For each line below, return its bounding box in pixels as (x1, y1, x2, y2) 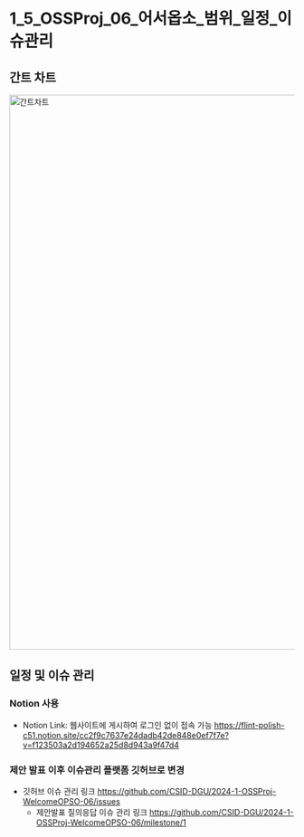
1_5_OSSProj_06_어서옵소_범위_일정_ (9, 8, 278, 29)
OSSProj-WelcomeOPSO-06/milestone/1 (35, 816, 187, 828)
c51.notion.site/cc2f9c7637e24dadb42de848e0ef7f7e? (22, 729, 229, 740)
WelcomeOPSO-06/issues (22, 795, 120, 806)
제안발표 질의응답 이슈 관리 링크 (35, 806, 147, 817)
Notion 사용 (9, 698, 60, 710)
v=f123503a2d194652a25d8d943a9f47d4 (22, 739, 179, 750)
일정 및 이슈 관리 (9, 668, 95, 683)
